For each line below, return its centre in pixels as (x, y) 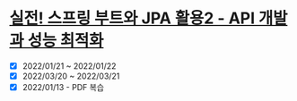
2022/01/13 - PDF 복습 (63, 88)
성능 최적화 (66, 41)
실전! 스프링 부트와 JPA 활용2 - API (132, 18)
